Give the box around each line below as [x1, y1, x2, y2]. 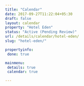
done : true [7, 52, 29, 57]
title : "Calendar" [5, 7, 42, 12]
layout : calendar [5, 20, 40, 26]
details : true [7, 65, 36, 70]
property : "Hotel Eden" [5, 25, 53, 30]
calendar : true [7, 70, 38, 74]
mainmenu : [5, 60, 25, 65]
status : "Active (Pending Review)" [5, 29, 77, 34]
